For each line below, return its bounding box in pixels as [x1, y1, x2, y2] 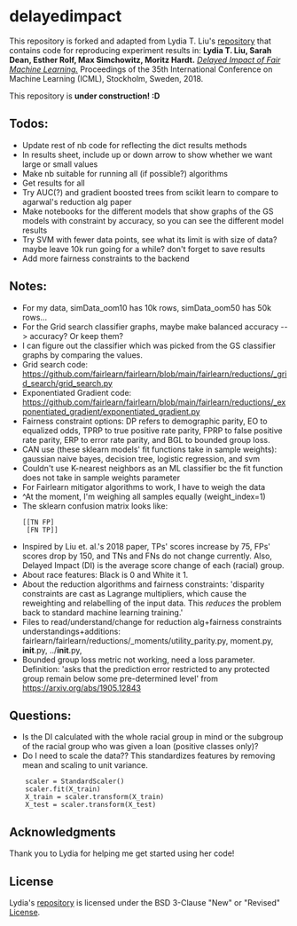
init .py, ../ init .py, [21, 645, 82, 655]
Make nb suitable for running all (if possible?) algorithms [21, 168, 229, 178]
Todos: [9, 116, 49, 131]
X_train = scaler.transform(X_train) [25, 793, 165, 802]
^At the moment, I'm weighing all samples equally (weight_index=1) [21, 491, 266, 502]
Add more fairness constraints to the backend [21, 253, 191, 264]
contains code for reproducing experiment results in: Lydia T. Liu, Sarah [9, 44, 272, 55]
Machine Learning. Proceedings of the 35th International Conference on [9, 64, 273, 75]
